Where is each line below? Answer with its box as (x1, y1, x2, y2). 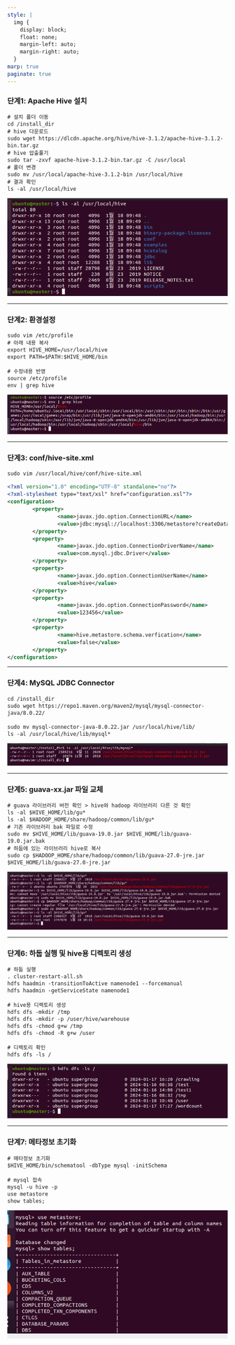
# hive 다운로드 (7, 128, 49, 135)
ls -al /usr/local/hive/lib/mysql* (7, 730, 111, 737)
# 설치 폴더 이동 (7, 113, 49, 121)
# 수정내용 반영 (7, 368, 46, 375)
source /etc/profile (7, 375, 68, 382)
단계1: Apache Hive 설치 (7, 95, 87, 105)
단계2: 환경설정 (7, 314, 56, 324)
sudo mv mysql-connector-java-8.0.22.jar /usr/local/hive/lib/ (7, 723, 196, 730)
